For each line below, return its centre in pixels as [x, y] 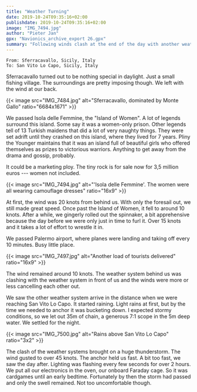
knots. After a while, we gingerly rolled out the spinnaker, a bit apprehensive [98, 215]
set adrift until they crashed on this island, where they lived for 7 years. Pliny [98, 136]
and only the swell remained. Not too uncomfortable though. [79, 383]
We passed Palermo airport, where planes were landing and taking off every [98, 238]
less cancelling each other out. [43, 286]
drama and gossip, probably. [40, 155]
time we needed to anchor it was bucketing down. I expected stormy [89, 310]
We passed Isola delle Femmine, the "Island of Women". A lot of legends [93, 118]
